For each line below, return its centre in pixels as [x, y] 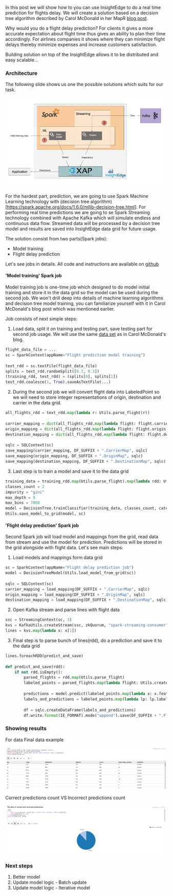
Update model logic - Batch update [50, 882]
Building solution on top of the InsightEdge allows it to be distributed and [82, 54]
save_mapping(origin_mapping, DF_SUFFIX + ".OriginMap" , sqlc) [74, 456]
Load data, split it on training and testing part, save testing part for [82, 329]
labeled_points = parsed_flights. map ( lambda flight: [81, 683]
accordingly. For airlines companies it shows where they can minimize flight [85, 39]
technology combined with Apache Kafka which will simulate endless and [83, 218]
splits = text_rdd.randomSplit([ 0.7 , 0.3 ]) [52, 371]
